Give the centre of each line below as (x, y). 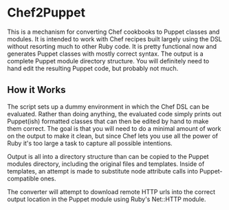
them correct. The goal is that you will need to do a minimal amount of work (114, 128)
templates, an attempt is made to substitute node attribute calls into (102, 171)
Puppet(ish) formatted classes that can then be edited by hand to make (108, 121)
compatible (23, 178)
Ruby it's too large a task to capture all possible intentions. (90, 143)
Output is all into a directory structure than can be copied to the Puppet (108, 156)
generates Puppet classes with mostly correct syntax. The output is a (106, 54)
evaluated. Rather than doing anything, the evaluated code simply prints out (115, 114)
